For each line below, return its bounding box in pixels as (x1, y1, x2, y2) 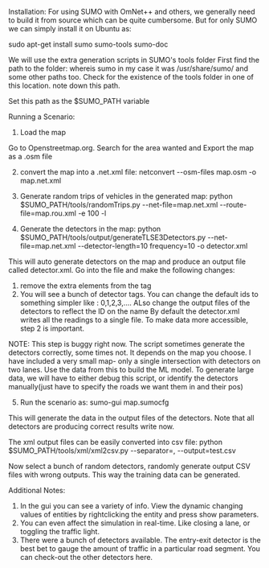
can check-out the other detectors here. (19, 553, 153, 562)
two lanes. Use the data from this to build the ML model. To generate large (8, 365, 255, 374)
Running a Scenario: (8, 112, 75, 121)
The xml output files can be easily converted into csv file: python (8, 438, 223, 447)
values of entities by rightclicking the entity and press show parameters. (19, 510, 259, 519)
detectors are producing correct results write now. (8, 422, 175, 431)
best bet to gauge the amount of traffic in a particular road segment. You (19, 544, 261, 554)
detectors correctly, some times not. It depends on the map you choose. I (8, 348, 251, 357)
